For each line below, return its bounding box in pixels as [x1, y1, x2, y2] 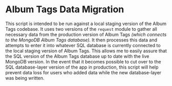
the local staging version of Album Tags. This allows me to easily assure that [5, 48, 167, 54]
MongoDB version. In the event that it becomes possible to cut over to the [5, 58, 161, 64]
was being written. [5, 75, 45, 81]
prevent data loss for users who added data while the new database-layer [5, 69, 162, 75]
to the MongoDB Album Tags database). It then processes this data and [5, 37, 158, 43]
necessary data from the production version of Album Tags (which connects [5, 31, 167, 37]
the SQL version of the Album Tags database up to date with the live [5, 53, 149, 59]
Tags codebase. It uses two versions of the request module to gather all [5, 26, 158, 32]
